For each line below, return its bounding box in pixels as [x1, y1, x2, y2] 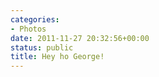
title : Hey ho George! [10, 52, 105, 62]
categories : [10, 14, 60, 25]
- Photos [10, 24, 47, 34]
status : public [10, 42, 74, 53]
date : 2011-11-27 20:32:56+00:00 [10, 33, 150, 43]
